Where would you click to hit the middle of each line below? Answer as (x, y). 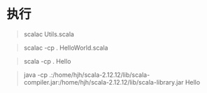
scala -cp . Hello (47, 61)
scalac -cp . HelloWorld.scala (66, 48)
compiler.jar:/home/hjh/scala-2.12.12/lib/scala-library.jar (103, 82)
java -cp (36, 75)
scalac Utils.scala (49, 34)
